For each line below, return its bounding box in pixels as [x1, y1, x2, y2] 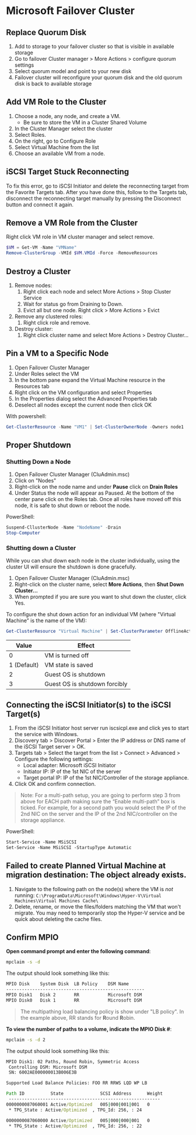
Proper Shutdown [6, 440, 71, 450]
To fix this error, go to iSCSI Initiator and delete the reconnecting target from [6, 182, 189, 189]
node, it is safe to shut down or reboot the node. [14, 502, 131, 509]
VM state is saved [44, 661, 93, 669]
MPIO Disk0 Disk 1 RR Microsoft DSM [6, 997, 142, 1003]
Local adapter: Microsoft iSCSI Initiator [23, 762, 117, 769]
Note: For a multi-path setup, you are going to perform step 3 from [20, 792, 181, 799]
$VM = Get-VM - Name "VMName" [6, 244, 77, 251]
